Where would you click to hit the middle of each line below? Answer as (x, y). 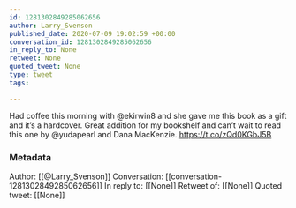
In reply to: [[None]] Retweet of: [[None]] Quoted (194, 185)
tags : (19, 83)
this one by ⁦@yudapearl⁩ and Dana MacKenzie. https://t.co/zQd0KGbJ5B (140, 134)
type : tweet (31, 75)
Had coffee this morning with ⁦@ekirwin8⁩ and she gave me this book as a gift (148, 115)
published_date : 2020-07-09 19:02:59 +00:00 (92, 33)
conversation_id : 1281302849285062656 (80, 42)
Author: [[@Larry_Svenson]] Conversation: (86, 176)
